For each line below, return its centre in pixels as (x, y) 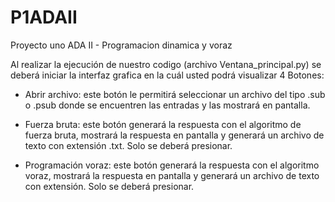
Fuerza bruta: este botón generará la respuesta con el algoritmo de (163, 124)
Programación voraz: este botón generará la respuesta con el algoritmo (172, 165)
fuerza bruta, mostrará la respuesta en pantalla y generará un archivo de (174, 135)
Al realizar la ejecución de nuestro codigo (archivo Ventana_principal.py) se (166, 64)
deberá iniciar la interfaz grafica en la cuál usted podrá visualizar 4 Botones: (167, 75)
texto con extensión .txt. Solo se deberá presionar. (128, 145)
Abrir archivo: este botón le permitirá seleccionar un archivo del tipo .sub (175, 94)
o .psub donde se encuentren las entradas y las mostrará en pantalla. (167, 105)
